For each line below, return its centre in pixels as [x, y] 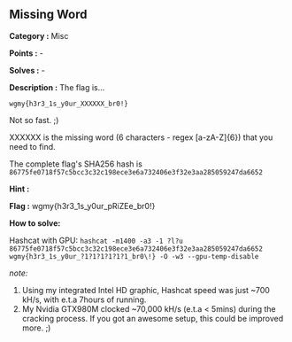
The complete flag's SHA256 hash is [76, 164]
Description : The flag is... [57, 87]
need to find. [32, 146]
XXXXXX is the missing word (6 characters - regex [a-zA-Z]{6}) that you [141, 137]
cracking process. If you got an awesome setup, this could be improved [153, 318]
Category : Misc [39, 35]
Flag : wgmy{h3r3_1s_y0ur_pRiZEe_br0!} [82, 206]
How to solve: [35, 223]
